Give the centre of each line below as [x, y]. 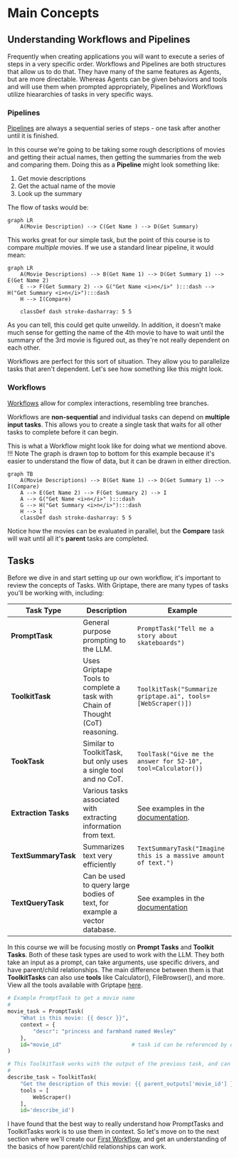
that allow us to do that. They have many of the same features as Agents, [115, 72]
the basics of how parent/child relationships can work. [87, 1147]
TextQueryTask [37, 903]
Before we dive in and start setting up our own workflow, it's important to [114, 578]
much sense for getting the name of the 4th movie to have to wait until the [116, 333]
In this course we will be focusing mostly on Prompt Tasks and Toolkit [111, 947]
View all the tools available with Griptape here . [75, 985]
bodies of [99, 894]
